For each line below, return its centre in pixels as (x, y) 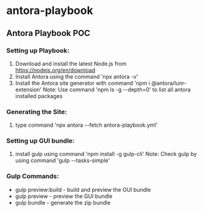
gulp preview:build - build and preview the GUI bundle (83, 189)
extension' (28, 90)
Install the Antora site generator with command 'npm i (83, 83)
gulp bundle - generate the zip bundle (63, 202)
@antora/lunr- (169, 83)
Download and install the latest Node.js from (71, 63)
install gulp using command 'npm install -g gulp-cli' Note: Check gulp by (106, 154)
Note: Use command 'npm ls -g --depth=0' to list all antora (117, 90)
